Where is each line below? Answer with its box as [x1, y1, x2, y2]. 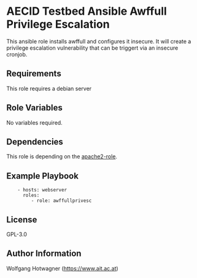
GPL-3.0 [6, 231, 28, 237]
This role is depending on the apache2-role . [6, 153, 118, 160]
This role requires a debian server [6, 85, 92, 92]
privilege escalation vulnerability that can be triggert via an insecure [6, 44, 179, 52]
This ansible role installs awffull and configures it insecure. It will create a [6, 37, 191, 45]
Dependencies [6, 136, 63, 147]
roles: [22, 192, 40, 199]
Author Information [6, 249, 82, 259]
